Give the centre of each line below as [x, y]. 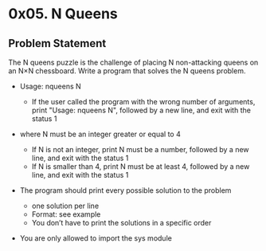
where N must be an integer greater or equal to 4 [100, 134]
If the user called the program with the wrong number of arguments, [143, 102]
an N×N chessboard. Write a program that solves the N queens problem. [127, 71]
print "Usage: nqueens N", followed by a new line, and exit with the [141, 110]
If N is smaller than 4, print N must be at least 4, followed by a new [141, 167]
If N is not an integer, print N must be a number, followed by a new [140, 149]
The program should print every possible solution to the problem [125, 190]
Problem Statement [57, 43]
